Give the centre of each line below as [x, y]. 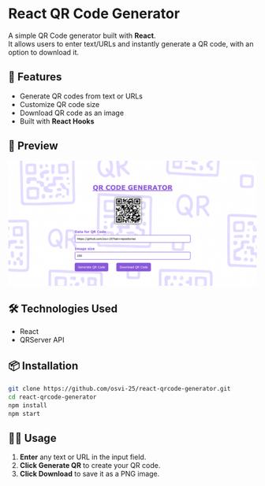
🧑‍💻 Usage [32, 438]
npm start [24, 414]
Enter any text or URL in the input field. [83, 457]
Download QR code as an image [72, 113]
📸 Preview [33, 146]
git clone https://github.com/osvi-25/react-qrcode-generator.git [119, 389]
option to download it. [44, 52]
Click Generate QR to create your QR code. [90, 466]
